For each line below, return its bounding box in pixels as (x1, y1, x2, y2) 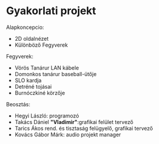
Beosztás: (6, 100, 31, 107)
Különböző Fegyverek (14, 41, 68, 48)
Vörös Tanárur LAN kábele (14, 64, 79, 71)
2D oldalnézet (14, 35, 49, 42)
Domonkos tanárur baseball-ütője (14, 70, 97, 77)
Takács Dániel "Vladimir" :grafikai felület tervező (14, 118, 134, 125)
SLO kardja (14, 77, 42, 84)
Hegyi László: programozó (14, 112, 79, 119)
